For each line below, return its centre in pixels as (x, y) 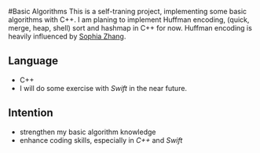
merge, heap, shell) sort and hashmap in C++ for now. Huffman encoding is (130, 28)
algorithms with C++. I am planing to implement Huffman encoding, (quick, (129, 20)
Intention (31, 113)
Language (33, 61)
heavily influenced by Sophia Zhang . (67, 36)
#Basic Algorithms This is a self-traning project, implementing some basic (128, 11)
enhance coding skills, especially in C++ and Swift (101, 140)
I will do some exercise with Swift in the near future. (103, 88)
